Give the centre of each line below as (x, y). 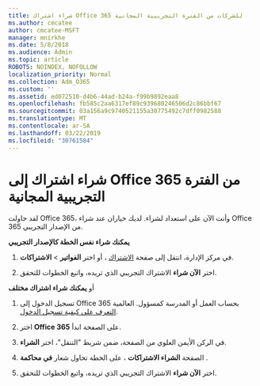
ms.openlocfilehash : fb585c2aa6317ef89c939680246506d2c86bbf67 (115, 104)
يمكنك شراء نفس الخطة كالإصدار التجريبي (69, 242)
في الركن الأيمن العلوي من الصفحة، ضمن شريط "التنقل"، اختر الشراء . (123, 342)
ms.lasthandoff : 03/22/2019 (55, 133)
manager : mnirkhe (37, 38)
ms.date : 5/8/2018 (38, 45)
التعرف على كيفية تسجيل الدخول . (69, 312)
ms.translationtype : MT (48, 119)
